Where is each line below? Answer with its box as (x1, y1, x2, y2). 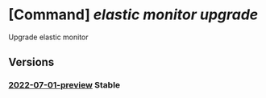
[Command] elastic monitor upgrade (8, 6, 259, 24)
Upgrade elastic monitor (8, 32, 89, 42)
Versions (8, 55, 55, 69)
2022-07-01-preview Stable (8, 80, 121, 91)
